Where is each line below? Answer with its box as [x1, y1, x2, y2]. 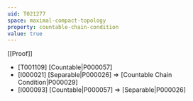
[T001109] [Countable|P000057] [17, 63, 113, 71]
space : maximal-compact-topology [7, 17, 106, 24]
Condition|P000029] [17, 78, 78, 87]
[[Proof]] [7, 49, 33, 58]
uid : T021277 [7, 10, 46, 18]
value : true [7, 30, 43, 37]
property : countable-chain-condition [7, 23, 119, 30]
